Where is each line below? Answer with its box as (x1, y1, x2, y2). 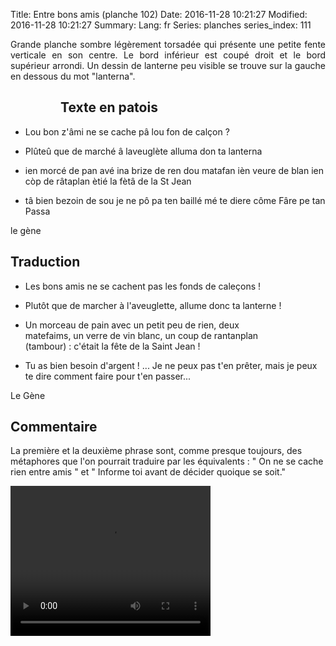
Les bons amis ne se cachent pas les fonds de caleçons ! (24, 280, 262, 292)
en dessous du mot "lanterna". (10, 70, 136, 82)
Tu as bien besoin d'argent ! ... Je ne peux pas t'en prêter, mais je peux (24, 359, 318, 371)
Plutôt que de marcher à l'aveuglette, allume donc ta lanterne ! (24, 299, 282, 311)
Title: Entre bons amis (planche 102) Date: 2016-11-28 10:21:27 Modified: (10, 9, 308, 20)
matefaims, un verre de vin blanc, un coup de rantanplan (24, 329, 259, 341)
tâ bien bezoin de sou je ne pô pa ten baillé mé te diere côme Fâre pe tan (24, 194, 326, 206)
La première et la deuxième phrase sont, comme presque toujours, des (10, 445, 303, 457)
